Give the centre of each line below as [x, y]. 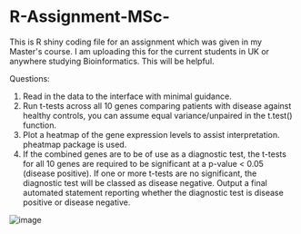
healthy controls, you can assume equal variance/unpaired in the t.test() [157, 115]
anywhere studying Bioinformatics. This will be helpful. [112, 61]
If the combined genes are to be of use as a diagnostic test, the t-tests [154, 154]
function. [40, 125]
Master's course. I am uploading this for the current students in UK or [140, 51]
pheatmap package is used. [75, 144]
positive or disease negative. [76, 202]
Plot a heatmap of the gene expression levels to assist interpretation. [151, 134]
